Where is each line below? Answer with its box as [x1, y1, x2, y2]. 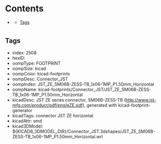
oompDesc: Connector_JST [12, 76, 68, 82]
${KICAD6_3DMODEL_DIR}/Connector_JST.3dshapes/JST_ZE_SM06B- [12, 128, 156, 134]
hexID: [12, 55, 26, 61]
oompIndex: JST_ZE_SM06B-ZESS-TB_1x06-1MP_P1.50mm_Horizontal [12, 81, 155, 87]
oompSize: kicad [12, 65, 47, 72]
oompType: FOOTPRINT [12, 60, 61, 66]
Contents [5, 3, 44, 14]
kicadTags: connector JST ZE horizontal [12, 112, 94, 118]
